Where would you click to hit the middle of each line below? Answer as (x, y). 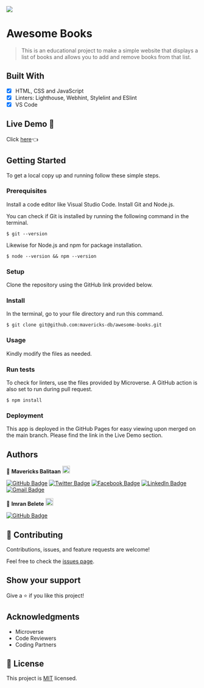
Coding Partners (36, 644)
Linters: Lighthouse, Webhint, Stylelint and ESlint (76, 98)
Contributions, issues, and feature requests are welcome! (78, 549)
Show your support (44, 580)
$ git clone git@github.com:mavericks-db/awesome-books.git (84, 325)
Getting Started (36, 161)
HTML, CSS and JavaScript (49, 91)
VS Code (26, 104)
